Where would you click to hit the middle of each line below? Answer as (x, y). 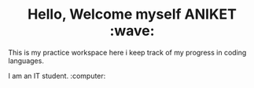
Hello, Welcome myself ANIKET (132, 14)
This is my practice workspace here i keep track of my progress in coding (127, 52)
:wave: (132, 31)
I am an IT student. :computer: (57, 76)
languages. (26, 61)
